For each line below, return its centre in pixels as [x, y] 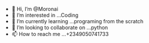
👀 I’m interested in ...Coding [45, 15]
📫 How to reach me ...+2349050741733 [60, 34]
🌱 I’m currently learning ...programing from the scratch [77, 21]
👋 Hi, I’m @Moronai [35, 9]
